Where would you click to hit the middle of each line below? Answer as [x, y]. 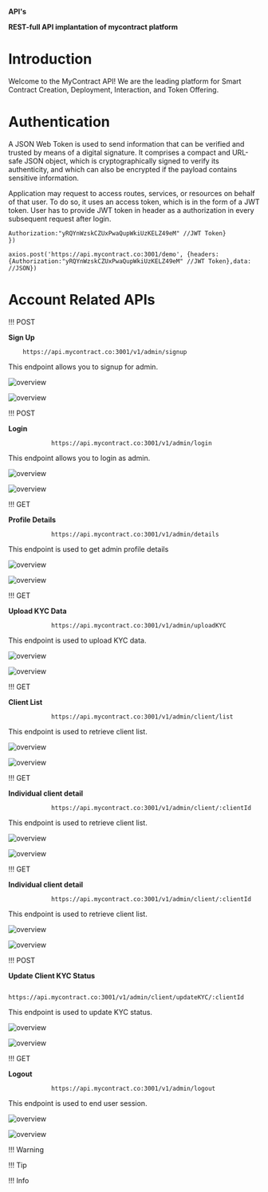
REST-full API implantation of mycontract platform [93, 27]
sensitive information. [44, 178]
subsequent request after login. [60, 218]
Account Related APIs [82, 300]
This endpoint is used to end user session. [78, 1103]
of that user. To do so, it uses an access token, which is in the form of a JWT [134, 202]
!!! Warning [26, 1149]
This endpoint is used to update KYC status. [81, 1012]
